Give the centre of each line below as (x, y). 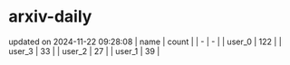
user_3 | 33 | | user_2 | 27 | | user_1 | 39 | (84, 51)
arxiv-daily (50, 17)
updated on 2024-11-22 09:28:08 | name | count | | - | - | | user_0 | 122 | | (145, 42)
